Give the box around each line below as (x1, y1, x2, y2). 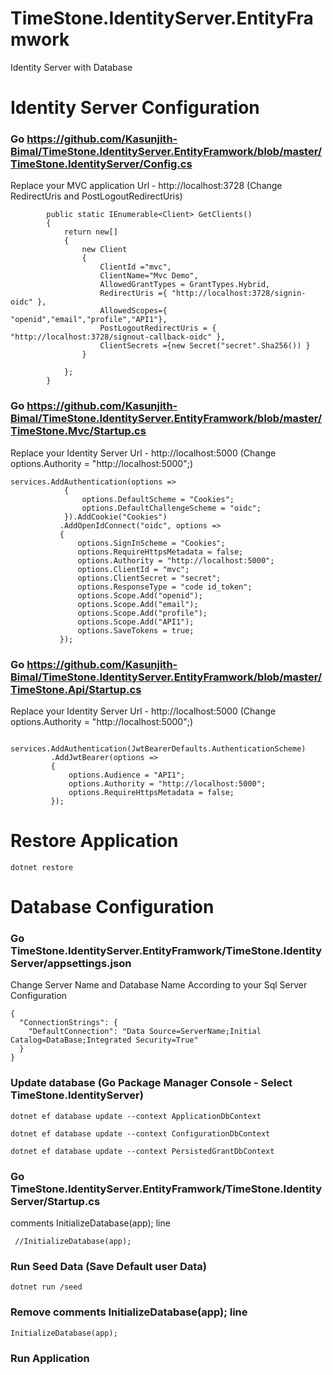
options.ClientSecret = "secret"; (77, 573, 222, 583)
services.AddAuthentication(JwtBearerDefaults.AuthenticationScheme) (10, 744, 307, 754)
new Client (81, 245, 128, 255)
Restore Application (10, 830, 179, 852)
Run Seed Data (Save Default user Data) (10, 1259, 208, 1273)
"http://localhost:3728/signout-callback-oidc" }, (10, 332, 226, 342)
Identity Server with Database (10, 61, 133, 73)
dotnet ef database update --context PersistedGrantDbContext (10, 1146, 275, 1156)
